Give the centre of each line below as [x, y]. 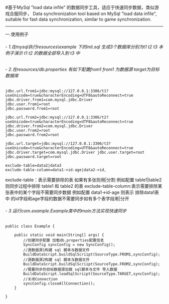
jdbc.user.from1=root [28, 104]
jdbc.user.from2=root [28, 130]
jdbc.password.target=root [33, 157]
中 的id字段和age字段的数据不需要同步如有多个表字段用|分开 [67, 198]
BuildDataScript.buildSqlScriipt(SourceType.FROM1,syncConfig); [92, 254]
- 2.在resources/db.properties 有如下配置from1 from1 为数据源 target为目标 [82, 70]
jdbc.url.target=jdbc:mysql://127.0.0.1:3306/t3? [58, 143]
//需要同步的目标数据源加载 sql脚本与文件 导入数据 [70, 269]
